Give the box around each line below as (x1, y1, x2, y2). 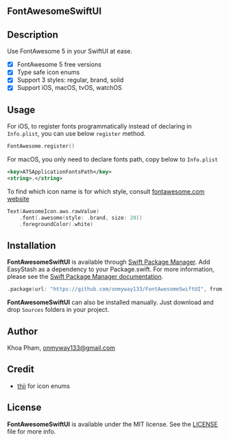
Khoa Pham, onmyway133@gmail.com (7, 343, 115, 352)
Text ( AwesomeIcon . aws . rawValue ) (7, 207, 99, 215)
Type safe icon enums (16, 68, 80, 76)
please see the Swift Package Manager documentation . (7, 273, 164, 281)
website (7, 194, 29, 203)
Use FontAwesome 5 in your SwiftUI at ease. (7, 47, 132, 56)
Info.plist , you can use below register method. (7, 130, 146, 138)
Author (7, 326, 38, 337)
